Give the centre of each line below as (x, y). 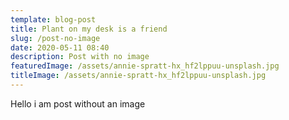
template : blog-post (53, 19)
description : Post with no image (80, 57)
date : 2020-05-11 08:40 (60, 47)
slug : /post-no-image (55, 38)
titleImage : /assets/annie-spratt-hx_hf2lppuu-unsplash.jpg (138, 76)
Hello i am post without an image (78, 103)
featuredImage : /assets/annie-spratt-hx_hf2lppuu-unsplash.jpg (145, 66)
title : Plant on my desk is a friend (89, 29)
